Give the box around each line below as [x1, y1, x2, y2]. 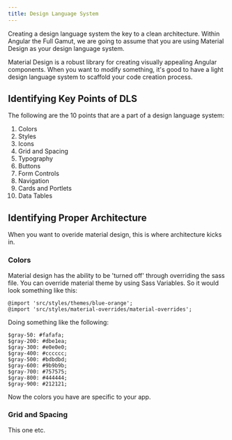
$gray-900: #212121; [8, 380, 68, 388]
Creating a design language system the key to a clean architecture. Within [8, 29, 220, 38]
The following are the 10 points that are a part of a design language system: [8, 111, 225, 119]
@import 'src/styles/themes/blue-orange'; [8, 300, 133, 307]
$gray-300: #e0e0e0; [8, 344, 68, 351]
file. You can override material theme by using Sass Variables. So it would [8, 279, 219, 287]
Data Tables [17, 191, 53, 200]
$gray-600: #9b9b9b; [8, 362, 68, 369]
